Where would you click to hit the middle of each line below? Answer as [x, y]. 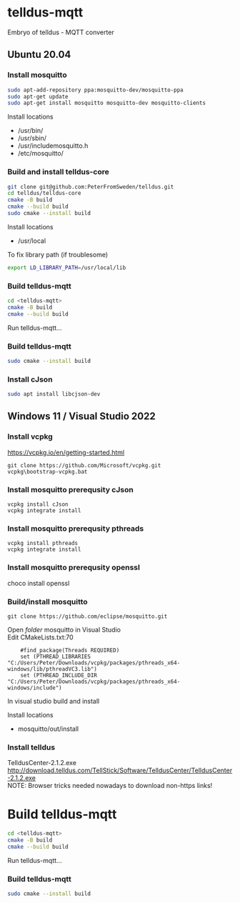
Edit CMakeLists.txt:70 [40, 637]
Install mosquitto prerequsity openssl [74, 567]
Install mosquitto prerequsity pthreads [76, 528]
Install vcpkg [30, 436]
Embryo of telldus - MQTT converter [61, 32]
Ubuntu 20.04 [39, 55]
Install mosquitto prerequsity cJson [70, 489]
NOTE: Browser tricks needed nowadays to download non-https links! [110, 786]
